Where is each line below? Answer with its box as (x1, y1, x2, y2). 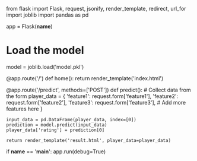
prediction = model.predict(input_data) (6, 122, 108, 128)
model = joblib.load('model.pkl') (6, 63, 84, 70)
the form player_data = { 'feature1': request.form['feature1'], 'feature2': (6, 92, 179, 100)
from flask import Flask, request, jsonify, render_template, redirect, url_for (6, 5, 186, 12)
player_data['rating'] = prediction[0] (6, 127, 105, 133)
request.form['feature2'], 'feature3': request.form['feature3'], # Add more (6, 99, 186, 106)
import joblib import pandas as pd (6, 11, 89, 18)
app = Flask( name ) (6, 23, 53, 30)
